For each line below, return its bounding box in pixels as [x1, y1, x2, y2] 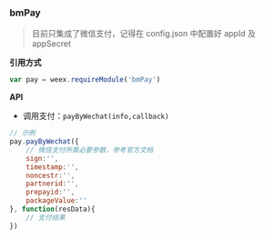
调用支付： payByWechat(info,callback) [22, 111, 169, 122]
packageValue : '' [25, 196, 88, 205]
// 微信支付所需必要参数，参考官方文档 [25, 145, 154, 154]
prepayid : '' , [25, 188, 76, 197]
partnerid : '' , [25, 179, 79, 188]
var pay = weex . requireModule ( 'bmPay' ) [9, 75, 161, 85]
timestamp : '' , [25, 162, 79, 172]
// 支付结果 [25, 213, 66, 222]
